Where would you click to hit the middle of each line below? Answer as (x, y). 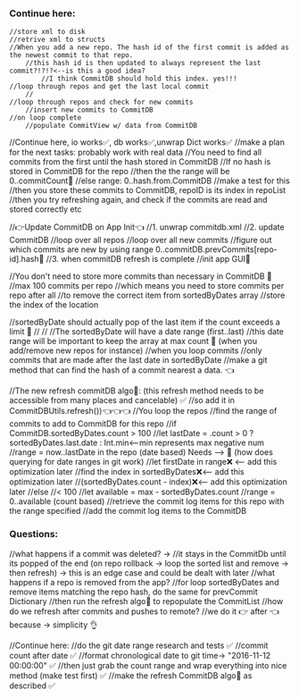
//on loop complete (46, 118)
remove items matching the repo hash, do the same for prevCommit (134, 592)
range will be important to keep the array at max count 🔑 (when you (133, 341)
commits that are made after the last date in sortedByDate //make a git (138, 360)
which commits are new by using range (82, 249)
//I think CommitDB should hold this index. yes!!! (140, 79)
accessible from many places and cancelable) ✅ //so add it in (122, 400)
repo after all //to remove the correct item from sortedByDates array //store (147, 295)
